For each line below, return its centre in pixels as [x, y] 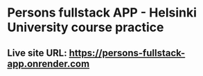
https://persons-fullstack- [127, 53]
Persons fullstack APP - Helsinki [102, 13]
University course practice [86, 27]
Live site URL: [37, 53]
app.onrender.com [48, 64]
